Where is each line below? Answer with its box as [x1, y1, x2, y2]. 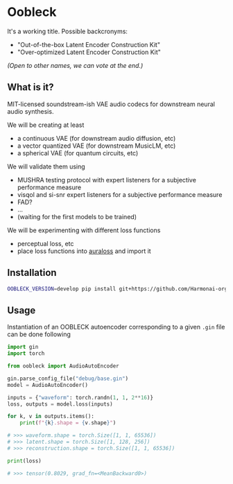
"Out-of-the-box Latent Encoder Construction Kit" [17, 40, 161, 49]
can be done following [7, 330, 71, 338]
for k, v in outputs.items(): [7, 413, 95, 420]
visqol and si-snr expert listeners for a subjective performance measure [17, 190, 223, 198]
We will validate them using [7, 162, 85, 171]
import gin [7, 344, 39, 351]
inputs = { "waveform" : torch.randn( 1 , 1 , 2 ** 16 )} [7, 394, 154, 401]
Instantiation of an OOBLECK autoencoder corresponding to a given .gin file [7, 323, 225, 331]
